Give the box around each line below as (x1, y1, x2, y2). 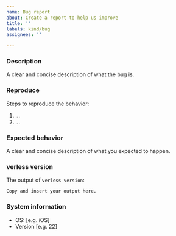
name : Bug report (6, 9, 51, 15)
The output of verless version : (6, 176, 85, 184)
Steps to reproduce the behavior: (6, 100, 90, 107)
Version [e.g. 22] (15, 223, 58, 230)
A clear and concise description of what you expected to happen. (6, 148, 171, 155)
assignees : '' (6, 32, 43, 38)
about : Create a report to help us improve (6, 15, 119, 21)
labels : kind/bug (6, 26, 51, 32)
